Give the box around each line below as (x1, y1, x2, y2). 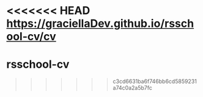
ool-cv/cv (6, 30, 56, 43)
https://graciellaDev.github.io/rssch (6, 16, 194, 31)
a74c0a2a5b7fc (113, 84, 153, 92)
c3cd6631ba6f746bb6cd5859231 (113, 77, 197, 85)
